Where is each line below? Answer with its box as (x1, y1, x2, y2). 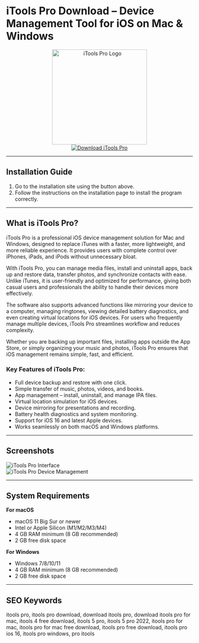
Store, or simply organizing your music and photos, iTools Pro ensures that (6, 344, 188, 351)
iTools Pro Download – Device (6, 4, 155, 18)
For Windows (6, 549, 40, 556)
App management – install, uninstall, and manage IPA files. (14, 391, 158, 399)
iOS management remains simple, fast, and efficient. (6, 351, 134, 358)
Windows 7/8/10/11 (14, 560, 61, 567)
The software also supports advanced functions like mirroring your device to (6, 301, 193, 308)
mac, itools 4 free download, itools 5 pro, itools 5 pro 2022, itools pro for (6, 617, 183, 625)
